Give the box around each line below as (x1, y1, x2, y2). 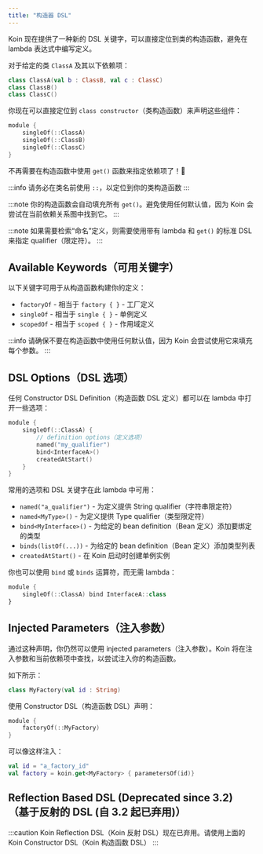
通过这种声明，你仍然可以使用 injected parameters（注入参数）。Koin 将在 (8, 644, 246, 653)
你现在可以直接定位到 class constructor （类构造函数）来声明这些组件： (8, 106, 242, 115)
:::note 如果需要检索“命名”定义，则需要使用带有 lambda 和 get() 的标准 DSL (8, 225, 253, 235)
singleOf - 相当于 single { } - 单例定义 (19, 309, 148, 319)
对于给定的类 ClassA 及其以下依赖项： (8, 60, 130, 70)
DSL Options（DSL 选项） (8, 370, 135, 385)
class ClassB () (8, 83, 58, 91)
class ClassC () (8, 91, 58, 99)
